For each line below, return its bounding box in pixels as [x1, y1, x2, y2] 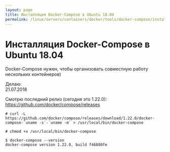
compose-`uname [5, 120, 37, 125]
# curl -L [5, 112, 26, 117]
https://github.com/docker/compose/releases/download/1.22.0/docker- [5, 116, 155, 121]
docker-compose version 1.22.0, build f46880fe [5, 142, 108, 147]
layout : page [5, 7, 33, 13]
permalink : [5, 17, 28, 22]
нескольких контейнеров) [5, 71, 62, 77]
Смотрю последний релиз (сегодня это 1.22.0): [5, 96, 107, 103]
